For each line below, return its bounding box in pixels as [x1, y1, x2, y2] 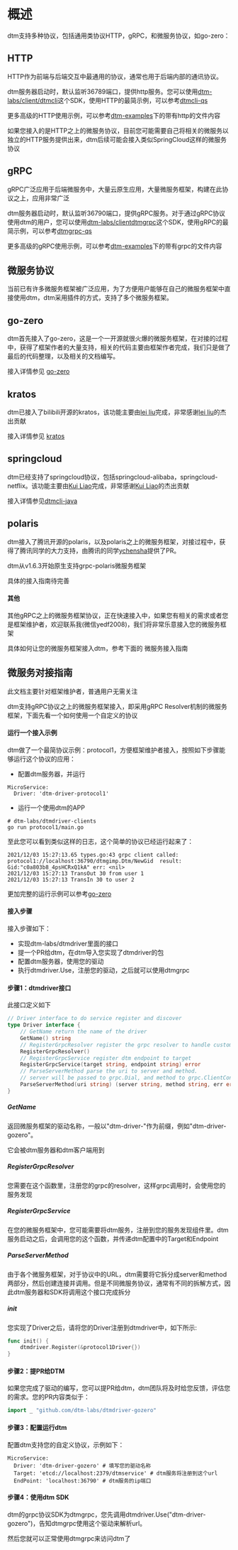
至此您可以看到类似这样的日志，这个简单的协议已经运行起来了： [7, 837, 193, 845]
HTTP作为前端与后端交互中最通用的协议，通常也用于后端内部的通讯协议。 [7, 72, 223, 80]
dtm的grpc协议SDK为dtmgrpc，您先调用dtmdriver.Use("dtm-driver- [7, 1510, 206, 1519]
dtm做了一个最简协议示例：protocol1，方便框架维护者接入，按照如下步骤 [7, 745, 220, 754]
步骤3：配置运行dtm [7, 1423, 67, 1431]
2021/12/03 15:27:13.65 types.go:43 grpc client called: [7, 851, 179, 858]
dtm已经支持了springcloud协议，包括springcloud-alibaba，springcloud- [7, 472, 218, 481]
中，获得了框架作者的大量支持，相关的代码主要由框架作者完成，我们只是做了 [7, 343, 231, 352]
